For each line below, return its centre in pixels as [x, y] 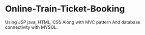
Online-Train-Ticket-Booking [65, 9]
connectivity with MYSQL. [31, 27]
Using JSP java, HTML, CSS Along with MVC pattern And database [73, 22]
